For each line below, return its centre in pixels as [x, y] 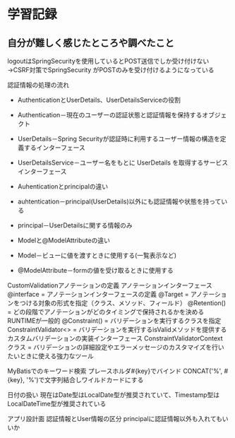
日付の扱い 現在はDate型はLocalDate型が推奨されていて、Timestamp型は [114, 395]
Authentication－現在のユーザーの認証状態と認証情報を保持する [110, 115]
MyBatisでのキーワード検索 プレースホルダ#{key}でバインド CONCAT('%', [115, 371]
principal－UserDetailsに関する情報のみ [75, 225]
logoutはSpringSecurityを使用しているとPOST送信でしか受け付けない [108, 61]
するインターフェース [55, 148]
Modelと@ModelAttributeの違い [64, 240]
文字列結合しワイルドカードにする [94, 380]
